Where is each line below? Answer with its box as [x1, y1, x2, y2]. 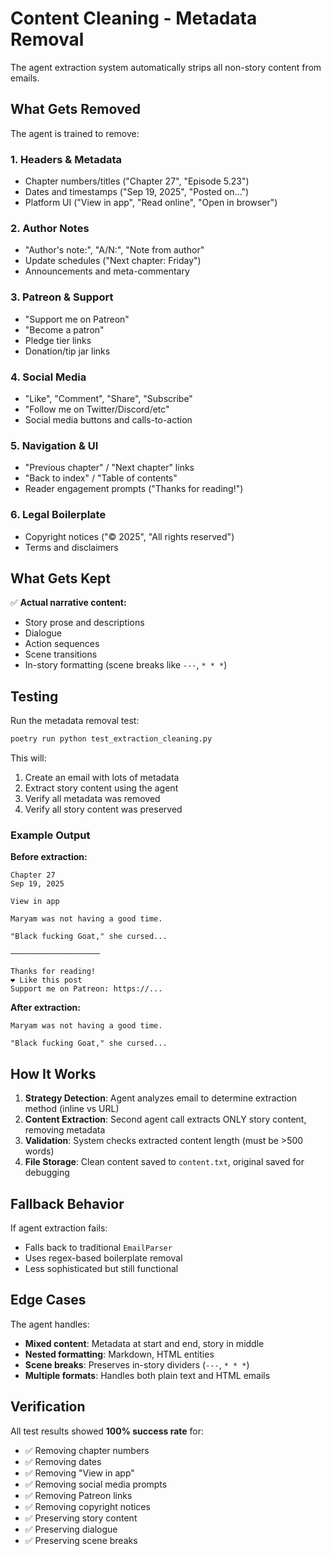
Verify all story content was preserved [24, 803, 183, 816]
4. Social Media [10, 370, 87, 384]
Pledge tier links [24, 334, 92, 346]
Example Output [10, 828, 91, 842]
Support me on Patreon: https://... [10, 984, 163, 994]
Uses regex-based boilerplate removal [24, 1252, 183, 1264]
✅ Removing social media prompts [24, 1478, 168, 1490]
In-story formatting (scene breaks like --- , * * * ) [24, 659, 228, 671]
